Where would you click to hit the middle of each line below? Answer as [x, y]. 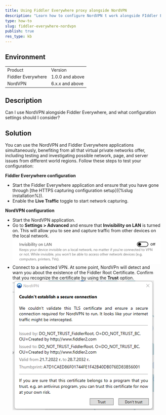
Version [59, 70]
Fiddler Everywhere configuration [41, 176]
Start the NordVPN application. [44, 220]
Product [15, 70]
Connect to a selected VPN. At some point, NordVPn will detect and [81, 267]
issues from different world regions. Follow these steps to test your [73, 161]
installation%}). [28, 196]
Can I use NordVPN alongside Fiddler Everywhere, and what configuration [81, 112]
